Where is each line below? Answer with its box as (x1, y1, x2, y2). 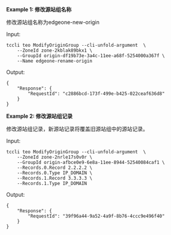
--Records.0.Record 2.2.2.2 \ (17, 165, 93, 171)
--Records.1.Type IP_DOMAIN (17, 180, 87, 186)
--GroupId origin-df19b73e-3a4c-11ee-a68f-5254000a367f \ (17, 53, 165, 59)
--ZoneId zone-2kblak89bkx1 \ (17, 47, 93, 53)
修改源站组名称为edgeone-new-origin (6, 19, 100, 26)
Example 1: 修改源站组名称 (6, 6, 72, 13)
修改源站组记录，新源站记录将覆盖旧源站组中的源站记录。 (6, 126, 148, 132)
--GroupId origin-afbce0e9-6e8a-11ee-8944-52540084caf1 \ (17, 159, 165, 165)
